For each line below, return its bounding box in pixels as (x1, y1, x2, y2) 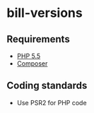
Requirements (6, 33, 70, 45)
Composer (16, 59, 48, 68)
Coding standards (6, 80, 88, 92)
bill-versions (6, 5, 83, 21)
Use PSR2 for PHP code (16, 98, 87, 107)
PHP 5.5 (16, 52, 41, 60)
